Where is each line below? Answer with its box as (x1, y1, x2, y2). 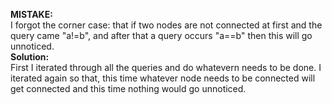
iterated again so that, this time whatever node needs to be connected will (10, 72, 316, 84)
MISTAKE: (10, 9, 53, 20)
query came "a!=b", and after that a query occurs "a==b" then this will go (10, 30, 313, 41)
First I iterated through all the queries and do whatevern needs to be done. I (10, 62, 322, 73)
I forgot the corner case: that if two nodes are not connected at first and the (10, 19, 323, 31)
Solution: (10, 51, 50, 63)
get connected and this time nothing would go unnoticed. (10, 83, 247, 94)
